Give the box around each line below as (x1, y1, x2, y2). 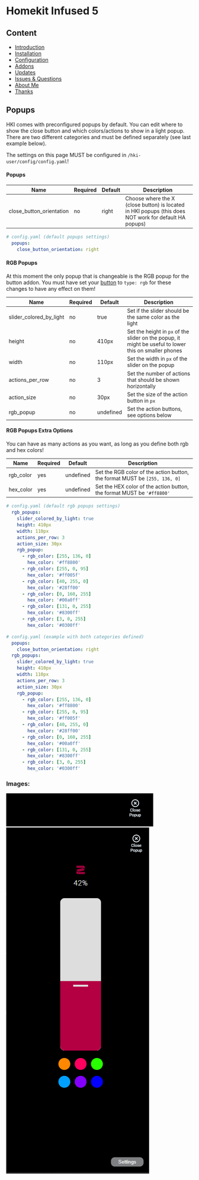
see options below (127, 412, 172, 419)
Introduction (14, 43, 45, 51)
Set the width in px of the (127, 355, 188, 362)
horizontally (127, 382, 156, 390)
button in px (127, 397, 156, 404)
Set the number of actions (127, 370, 191, 377)
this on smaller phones (127, 347, 182, 354)
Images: (6, 779, 30, 787)
